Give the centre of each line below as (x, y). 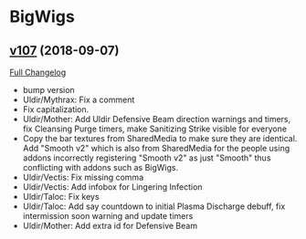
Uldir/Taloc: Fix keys (61, 197)
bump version (48, 90)
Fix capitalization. (56, 109)
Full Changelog (38, 72)
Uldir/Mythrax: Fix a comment (79, 99)
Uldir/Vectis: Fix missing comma (83, 177)
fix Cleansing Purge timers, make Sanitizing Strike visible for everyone (155, 129)
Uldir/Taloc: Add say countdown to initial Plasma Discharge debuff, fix (154, 206)
